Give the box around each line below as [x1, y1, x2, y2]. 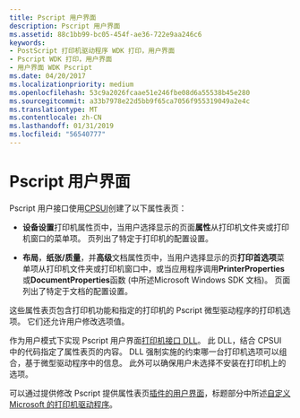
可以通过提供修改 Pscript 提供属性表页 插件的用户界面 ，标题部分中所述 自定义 [9, 388, 291, 398]
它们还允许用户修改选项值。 [26, 316, 130, 327]
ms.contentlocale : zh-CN [9, 113, 102, 122]
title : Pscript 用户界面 [9, 13, 97, 22]
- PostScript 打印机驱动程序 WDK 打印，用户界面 [9, 47, 176, 56]
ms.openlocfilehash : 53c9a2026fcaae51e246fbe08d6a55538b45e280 [9, 88, 251, 97]
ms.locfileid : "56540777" [9, 130, 106, 139]
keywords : [9, 38, 47, 48]
